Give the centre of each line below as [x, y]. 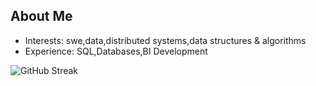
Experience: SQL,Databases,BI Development [116, 51]
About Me [41, 16]
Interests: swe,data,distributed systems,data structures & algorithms [165, 40]
